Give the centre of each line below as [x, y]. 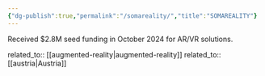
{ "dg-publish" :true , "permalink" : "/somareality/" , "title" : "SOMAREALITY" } [132, 16]
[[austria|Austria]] [37, 63]
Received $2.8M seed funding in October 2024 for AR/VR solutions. [120, 39]
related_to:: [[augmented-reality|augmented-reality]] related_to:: [114, 54]
